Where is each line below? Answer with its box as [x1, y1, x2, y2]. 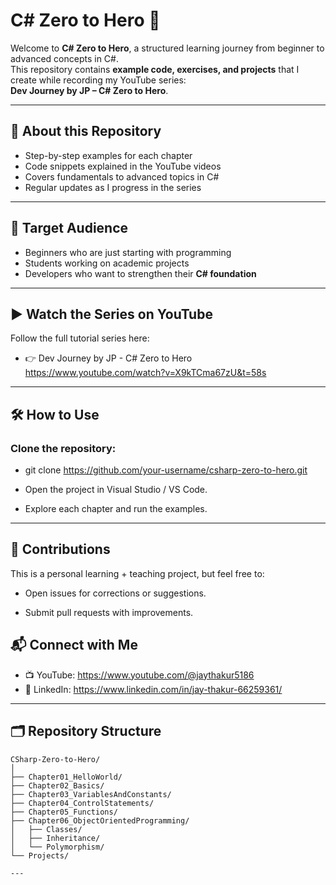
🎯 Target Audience [10, 220, 129, 237]
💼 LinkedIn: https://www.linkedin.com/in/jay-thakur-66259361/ [24, 683, 283, 695]
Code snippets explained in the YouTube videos [24, 160, 222, 172]
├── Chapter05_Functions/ [10, 807, 118, 817]
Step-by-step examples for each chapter [24, 149, 193, 161]
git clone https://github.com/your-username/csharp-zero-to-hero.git [24, 464, 308, 476]
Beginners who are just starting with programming [24, 246, 232, 258]
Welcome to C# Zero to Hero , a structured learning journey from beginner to [10, 42, 325, 54]
